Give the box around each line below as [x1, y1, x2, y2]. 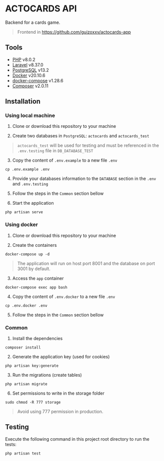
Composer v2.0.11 [12, 83, 49, 89]
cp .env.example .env [5, 167, 50, 172]
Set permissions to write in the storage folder [12, 390, 105, 397]
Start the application [12, 200, 54, 206]
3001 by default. [17, 266, 51, 272]
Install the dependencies [12, 336, 63, 342]
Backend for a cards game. [5, 19, 60, 25]
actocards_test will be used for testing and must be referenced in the [17, 142, 160, 149]
